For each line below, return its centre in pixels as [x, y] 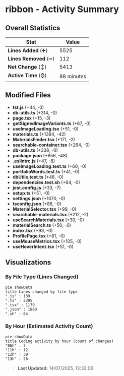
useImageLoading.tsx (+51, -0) [45, 129]
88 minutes [73, 76]
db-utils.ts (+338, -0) [35, 150]
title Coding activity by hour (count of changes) [59, 341]
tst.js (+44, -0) [28, 107]
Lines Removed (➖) [31, 59]
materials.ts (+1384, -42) [39, 134]
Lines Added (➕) [28, 50]
